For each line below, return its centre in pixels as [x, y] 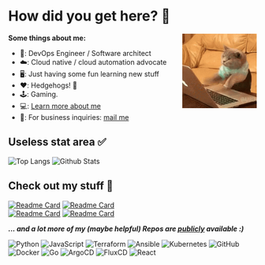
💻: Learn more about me [60, 106]
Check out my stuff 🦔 [61, 186]
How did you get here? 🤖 [90, 16]
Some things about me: [47, 38]
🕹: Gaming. [39, 94]
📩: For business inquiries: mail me [74, 117]
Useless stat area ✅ [57, 142]
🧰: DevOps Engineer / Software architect [85, 53]
